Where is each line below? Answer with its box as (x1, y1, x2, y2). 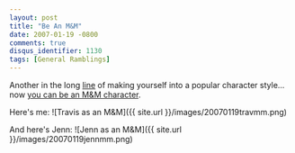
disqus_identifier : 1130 (9, 47, 103, 56)
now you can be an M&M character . (9, 89, 141, 100)
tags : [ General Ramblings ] (9, 55, 111, 64)
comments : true (9, 38, 67, 48)
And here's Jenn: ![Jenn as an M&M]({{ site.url (9, 124, 183, 135)
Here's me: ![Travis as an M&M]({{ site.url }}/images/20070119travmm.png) (9, 107, 288, 117)
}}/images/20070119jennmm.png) (9, 134, 133, 144)
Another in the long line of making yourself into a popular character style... (9, 80, 285, 90)
